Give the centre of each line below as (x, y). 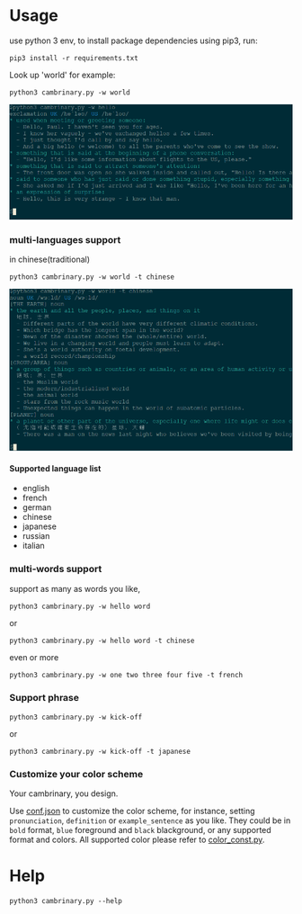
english (36, 488)
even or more (34, 657)
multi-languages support (65, 239)
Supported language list (55, 468)
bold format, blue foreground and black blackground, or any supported (140, 830)
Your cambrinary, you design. (64, 793)
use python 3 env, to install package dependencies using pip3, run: (133, 40)
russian (36, 536)
